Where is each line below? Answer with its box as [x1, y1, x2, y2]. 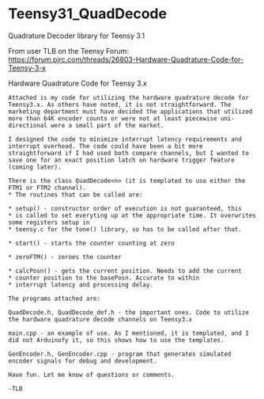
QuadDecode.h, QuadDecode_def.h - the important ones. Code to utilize [8, 308, 249, 317]
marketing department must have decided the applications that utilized [8, 108, 253, 116]
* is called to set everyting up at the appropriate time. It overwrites [8, 211, 257, 219]
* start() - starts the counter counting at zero [8, 239, 175, 247]
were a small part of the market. [50, 121, 164, 129]
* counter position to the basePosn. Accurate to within [8, 274, 200, 282]
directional [8, 121, 47, 129]
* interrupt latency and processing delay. [8, 280, 154, 289]
